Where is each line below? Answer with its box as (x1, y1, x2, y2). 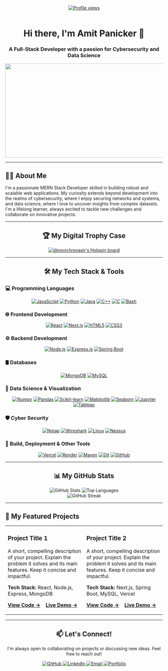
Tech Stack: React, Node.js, (7, 584, 73, 591)
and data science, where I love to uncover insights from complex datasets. (5, 201, 158, 207)
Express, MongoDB (7, 590, 53, 597)
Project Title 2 (86, 534, 126, 542)
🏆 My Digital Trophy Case (42, 231, 126, 240)
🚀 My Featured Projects (5, 512, 79, 520)
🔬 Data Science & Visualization (5, 385, 81, 392)
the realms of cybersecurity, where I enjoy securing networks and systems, (5, 195, 160, 201)
